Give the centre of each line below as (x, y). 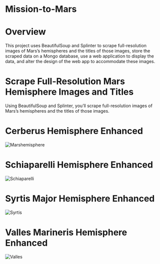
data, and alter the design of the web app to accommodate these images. (80, 62)
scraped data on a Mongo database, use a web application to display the (80, 56)
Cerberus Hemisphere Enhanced (74, 131)
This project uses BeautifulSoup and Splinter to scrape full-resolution (76, 46)
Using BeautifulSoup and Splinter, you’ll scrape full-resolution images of (79, 106)
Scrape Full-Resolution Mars (65, 82)
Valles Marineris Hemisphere (66, 232)
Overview (26, 32)
